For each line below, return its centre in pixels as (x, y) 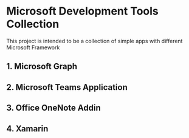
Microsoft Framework (33, 47)
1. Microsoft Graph (42, 67)
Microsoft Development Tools (83, 11)
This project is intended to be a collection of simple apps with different (94, 41)
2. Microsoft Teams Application (67, 87)
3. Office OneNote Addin (54, 108)
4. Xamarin (27, 129)
